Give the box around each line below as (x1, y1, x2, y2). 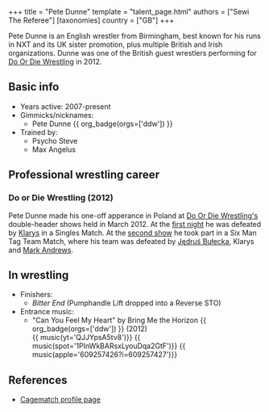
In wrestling (8, 268, 69, 282)
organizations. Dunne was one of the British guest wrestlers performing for (8, 48, 258, 57)
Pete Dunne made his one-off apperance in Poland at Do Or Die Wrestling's (8, 210, 259, 221)
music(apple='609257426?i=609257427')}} (31, 350, 178, 359)
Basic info (8, 80, 60, 94)
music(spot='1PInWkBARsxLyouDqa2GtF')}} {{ (31, 341, 186, 351)
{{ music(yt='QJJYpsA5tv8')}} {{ (31, 333, 141, 343)
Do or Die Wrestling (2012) (8, 192, 114, 204)
